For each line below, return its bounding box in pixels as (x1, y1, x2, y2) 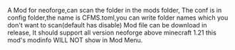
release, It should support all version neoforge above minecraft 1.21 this (7, 28, 217, 37)
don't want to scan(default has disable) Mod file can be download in (7, 21, 207, 29)
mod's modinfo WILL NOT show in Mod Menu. (7, 36, 143, 44)
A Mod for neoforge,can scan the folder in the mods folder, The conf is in (7, 6, 222, 14)
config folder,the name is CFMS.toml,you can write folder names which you (7, 13, 229, 22)
